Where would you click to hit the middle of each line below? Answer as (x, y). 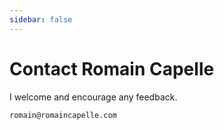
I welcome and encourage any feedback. (93, 97)
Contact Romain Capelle (112, 68)
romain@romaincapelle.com (63, 115)
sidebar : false (41, 19)
